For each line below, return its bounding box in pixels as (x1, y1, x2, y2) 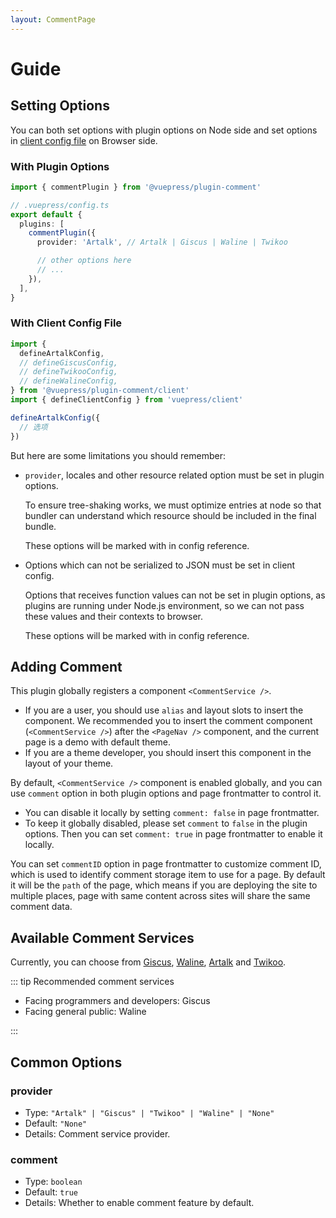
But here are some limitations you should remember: (10, 449, 226, 461)
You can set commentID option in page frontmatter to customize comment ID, (10, 858, 322, 870)
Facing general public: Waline (24, 1006, 147, 1018)
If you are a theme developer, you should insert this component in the (24, 747, 312, 759)
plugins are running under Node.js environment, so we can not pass (24, 599, 305, 611)
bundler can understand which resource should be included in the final (24, 509, 317, 521)
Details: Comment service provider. (24, 1127, 171, 1140)
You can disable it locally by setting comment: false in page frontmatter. (24, 807, 320, 819)
